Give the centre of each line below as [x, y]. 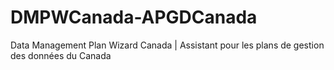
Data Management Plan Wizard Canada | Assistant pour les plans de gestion [167, 45]
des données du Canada [61, 55]
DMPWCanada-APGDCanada [134, 17]
